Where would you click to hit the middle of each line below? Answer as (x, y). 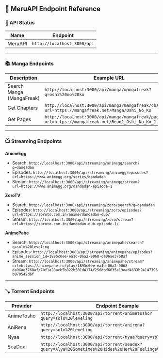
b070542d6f (23, 275)
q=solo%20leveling (31, 247)
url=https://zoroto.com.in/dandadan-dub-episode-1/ (65, 224)
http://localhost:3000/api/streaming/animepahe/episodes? (93, 252)
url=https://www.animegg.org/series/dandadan (59, 177)
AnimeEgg (16, 154)
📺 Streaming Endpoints (33, 141)
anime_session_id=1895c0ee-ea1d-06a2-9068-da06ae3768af (70, 257)
